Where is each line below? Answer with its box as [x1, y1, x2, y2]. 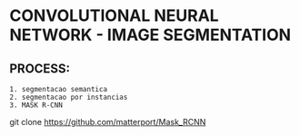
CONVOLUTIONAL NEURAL [9, 5, 220, 26]
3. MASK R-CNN [9, 101, 64, 110]
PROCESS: [9, 61, 71, 76]
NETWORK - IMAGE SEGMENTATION [9, 24, 292, 45]
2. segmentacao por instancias [9, 92, 128, 102]
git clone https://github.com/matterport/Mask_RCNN [9, 117, 206, 127]
